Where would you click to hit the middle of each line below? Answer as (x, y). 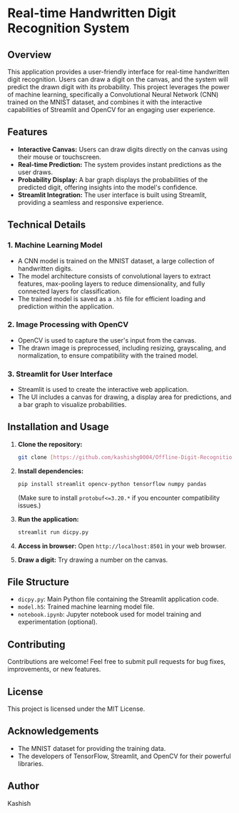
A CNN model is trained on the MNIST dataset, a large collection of (116, 261)
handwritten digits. (45, 268)
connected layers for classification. (69, 291)
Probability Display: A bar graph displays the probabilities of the (113, 179)
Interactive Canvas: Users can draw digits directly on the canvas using (123, 149)
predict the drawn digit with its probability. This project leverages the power (118, 87)
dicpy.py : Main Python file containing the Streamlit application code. (118, 599)
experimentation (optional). (57, 622)
